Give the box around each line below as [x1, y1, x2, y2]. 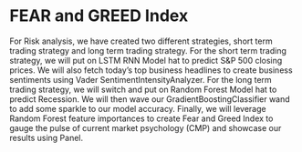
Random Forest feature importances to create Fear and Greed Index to [9, 113, 274, 124]
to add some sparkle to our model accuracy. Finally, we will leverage [9, 103, 266, 114]
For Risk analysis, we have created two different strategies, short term [9, 35, 273, 46]
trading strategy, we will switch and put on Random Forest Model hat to [9, 84, 277, 95]
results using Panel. [9, 132, 84, 143]
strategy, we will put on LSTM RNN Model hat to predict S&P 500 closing [9, 55, 283, 66]
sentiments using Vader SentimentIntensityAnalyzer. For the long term [9, 74, 272, 85]
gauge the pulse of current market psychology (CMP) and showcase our [9, 122, 282, 133]
